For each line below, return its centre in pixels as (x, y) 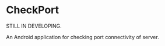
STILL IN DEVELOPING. (34, 26)
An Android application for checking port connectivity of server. (82, 37)
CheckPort (33, 10)
